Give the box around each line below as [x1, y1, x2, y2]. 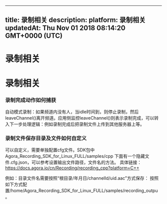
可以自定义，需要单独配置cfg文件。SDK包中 [5, 147, 95, 153]
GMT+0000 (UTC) [5, 32, 63, 40]
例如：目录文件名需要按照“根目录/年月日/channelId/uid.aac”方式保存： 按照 [5, 175, 159, 181]
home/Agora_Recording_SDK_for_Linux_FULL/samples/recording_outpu [11, 188, 158, 194]
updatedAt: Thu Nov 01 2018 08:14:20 [5, 24, 126, 32]
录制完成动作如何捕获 [5, 96, 56, 103]
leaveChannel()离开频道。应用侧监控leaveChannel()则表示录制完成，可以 [5, 115, 155, 121]
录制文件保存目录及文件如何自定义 [5, 135, 87, 141]
